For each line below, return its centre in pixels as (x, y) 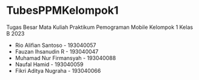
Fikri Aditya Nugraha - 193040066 (58, 70)
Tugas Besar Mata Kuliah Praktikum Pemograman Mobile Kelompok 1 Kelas (99, 27)
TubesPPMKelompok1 (62, 11)
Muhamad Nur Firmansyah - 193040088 (66, 58)
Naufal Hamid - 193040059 (49, 64)
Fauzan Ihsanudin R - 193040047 (57, 51)
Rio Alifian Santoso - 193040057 (56, 45)
